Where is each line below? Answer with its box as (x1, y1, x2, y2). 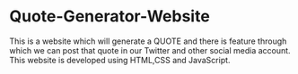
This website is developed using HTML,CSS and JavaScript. (9, 54, 231, 65)
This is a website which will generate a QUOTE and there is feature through (9, 36, 287, 46)
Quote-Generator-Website (9, 6, 211, 27)
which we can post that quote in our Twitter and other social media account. (9, 45, 291, 55)
